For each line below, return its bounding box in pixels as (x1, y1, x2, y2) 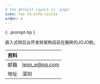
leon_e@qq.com (22, 61, 60, 68)
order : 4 (5, 16, 23, 21)
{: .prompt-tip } (5, 30, 36, 35)
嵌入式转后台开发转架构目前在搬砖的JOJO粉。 (5, 39, 98, 45)
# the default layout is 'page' (5, 7, 71, 12)
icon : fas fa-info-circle (5, 12, 58, 17)
